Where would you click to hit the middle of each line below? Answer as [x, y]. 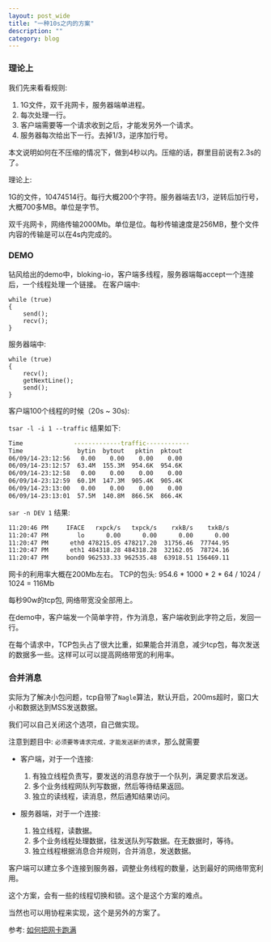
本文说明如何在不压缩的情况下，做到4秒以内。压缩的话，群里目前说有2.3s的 [135, 152]
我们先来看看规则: [38, 87]
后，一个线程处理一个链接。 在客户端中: [74, 284]
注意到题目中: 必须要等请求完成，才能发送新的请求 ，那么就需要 [104, 741]
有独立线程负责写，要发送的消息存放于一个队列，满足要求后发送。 [142, 776]
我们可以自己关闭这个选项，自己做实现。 [76, 724]
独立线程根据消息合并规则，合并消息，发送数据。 [114, 851]
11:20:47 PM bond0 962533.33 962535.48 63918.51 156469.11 [119, 558]
